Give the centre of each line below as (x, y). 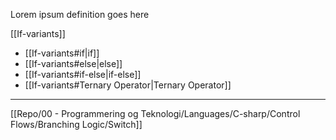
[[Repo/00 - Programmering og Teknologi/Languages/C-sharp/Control (155, 113)
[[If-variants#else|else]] (73, 63)
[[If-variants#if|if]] (62, 53)
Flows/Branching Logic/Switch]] (76, 124)
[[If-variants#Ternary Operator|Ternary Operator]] (128, 85)
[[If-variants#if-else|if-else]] (83, 74)
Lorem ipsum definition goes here (80, 14)
